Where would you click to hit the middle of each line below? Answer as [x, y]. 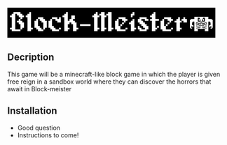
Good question [39, 128]
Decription [31, 58]
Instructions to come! [48, 135]
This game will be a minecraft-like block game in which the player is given [114, 74]
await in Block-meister [40, 89]
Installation [32, 111]
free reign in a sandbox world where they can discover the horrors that [109, 82]
